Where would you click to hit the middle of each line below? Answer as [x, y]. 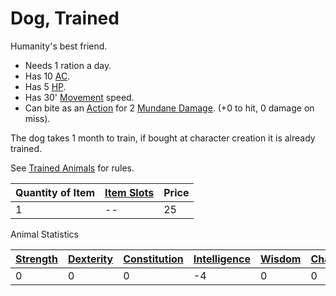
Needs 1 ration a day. [68, 65]
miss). [37, 118]
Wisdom [281, 259]
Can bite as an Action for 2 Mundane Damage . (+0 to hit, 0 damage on [169, 108]
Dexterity [90, 259]
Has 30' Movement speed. [79, 97]
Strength [36, 259]
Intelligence [222, 259]
